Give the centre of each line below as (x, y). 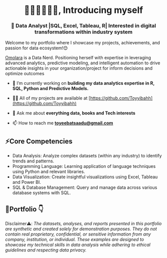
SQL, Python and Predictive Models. (50, 89)
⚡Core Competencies (39, 141)
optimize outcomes (25, 74)
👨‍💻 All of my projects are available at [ (51, 98)
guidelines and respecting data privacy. (46, 250)
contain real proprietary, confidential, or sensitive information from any (78, 234)
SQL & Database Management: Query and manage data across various (85, 188)
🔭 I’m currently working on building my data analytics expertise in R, (83, 83)
